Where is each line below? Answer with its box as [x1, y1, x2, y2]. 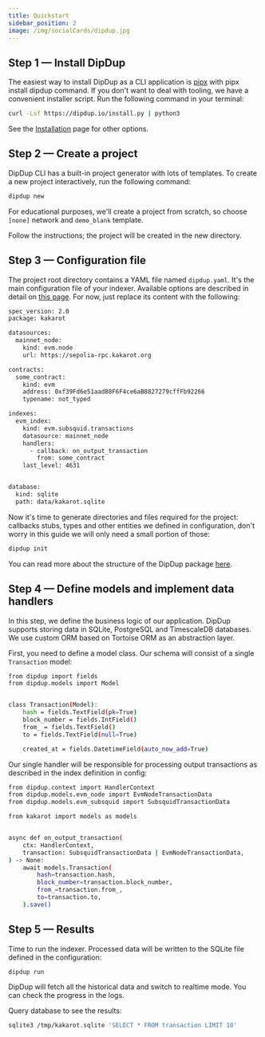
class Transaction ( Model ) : [8, 701, 98, 709]
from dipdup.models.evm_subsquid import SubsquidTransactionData [8, 798, 230, 806]
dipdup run [8, 968, 45, 976]
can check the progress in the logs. [8, 991, 125, 1000]
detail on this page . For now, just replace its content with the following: [8, 292, 240, 302]
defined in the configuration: [8, 952, 102, 962]
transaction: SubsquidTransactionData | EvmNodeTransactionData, [22, 849, 245, 857]
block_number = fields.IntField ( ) [22, 716, 137, 724]
